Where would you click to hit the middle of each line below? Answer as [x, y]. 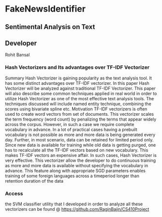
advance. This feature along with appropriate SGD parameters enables [75, 170]
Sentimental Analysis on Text [50, 27]
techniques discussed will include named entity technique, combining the [78, 104]
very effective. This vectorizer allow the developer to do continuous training [81, 160]
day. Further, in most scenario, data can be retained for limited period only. [79, 139]
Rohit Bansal [17, 55]
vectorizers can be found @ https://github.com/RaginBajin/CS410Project [77, 209]
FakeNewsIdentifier [45, 9]
